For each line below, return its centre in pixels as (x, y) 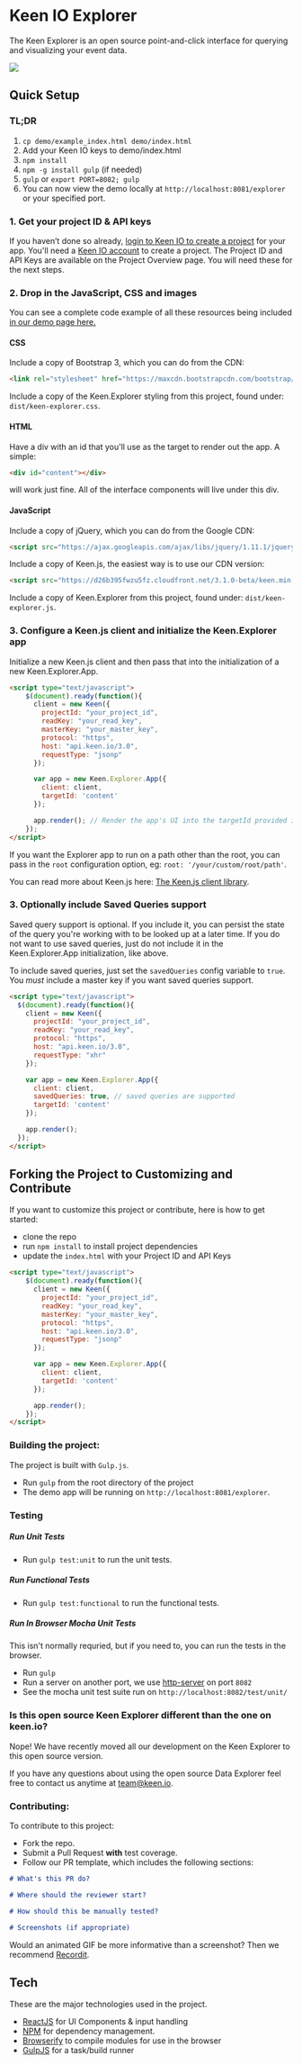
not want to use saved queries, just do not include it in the (116, 943)
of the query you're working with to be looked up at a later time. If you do (145, 933)
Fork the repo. (49, 1843)
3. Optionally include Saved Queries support (108, 905)
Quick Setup (44, 95)
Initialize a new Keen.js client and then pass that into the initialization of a (144, 662)
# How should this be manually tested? (84, 1911)
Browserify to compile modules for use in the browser (122, 2041)
